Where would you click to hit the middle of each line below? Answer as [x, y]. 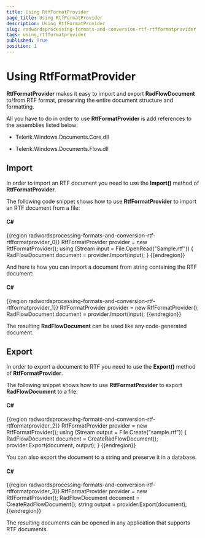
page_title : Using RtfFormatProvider [55, 18]
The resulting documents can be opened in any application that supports [98, 523]
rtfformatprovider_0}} [33, 242]
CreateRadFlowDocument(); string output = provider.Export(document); [97, 504]
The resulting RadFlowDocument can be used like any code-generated [97, 326]
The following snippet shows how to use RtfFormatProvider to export [94, 385]
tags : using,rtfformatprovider [46, 35]
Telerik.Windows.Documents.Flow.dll [62, 148]
